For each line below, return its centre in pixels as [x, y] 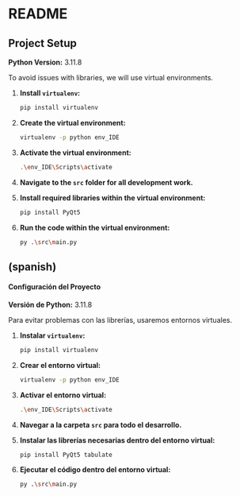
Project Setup [43, 43]
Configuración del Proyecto [55, 287]
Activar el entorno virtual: [63, 395]
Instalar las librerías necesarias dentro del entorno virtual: [117, 440]
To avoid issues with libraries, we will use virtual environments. [111, 77]
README [38, 14]
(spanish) [32, 267]
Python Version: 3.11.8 [45, 62]
